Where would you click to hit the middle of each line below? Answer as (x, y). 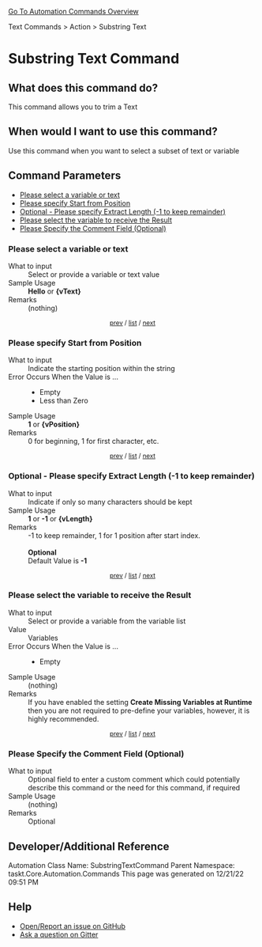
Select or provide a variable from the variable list (107, 621)
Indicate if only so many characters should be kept (110, 502)
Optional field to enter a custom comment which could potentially (134, 779)
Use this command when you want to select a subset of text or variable (124, 150)
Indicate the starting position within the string (101, 369)
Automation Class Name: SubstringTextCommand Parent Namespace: (122, 865)
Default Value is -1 (58, 560)
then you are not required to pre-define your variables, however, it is (139, 710)
